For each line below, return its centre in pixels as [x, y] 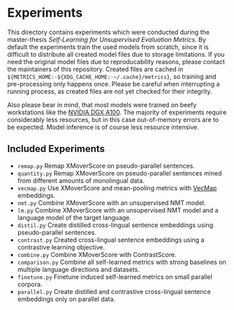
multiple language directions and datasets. [79, 269]
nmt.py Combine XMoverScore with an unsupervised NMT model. [111, 203]
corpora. [30, 284]
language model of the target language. [74, 217]
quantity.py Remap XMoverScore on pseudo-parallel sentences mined [119, 173]
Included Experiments [56, 149]
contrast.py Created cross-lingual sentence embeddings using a [111, 240]
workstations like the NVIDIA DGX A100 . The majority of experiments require [117, 112]
